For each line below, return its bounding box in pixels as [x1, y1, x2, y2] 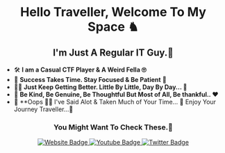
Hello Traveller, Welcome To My [19, 4, 207, 20]
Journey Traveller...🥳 [13, 105, 74, 113]
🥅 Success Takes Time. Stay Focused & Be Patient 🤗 [13, 76, 167, 83]
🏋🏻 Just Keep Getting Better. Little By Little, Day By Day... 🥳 [13, 83, 187, 91]
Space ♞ [87, 19, 139, 35]
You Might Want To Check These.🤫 [53, 122, 174, 132]
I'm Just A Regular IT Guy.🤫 [53, 47, 174, 58]
